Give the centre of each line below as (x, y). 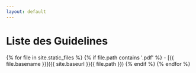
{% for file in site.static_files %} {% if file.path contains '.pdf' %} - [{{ (90, 58)
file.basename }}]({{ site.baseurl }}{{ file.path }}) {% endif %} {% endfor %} (98, 64)
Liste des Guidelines (57, 41)
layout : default (26, 12)
